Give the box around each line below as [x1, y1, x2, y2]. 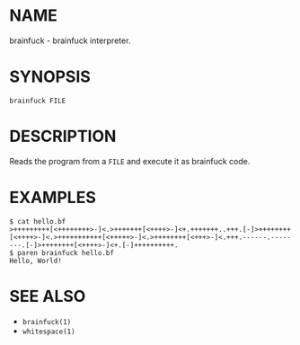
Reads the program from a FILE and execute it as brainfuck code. [9, 155, 251, 166]
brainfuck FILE [9, 96, 66, 105]
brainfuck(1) [22, 317, 72, 326]
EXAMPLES [9, 188, 96, 208]
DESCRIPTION [9, 127, 117, 146]
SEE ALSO [9, 286, 86, 306]
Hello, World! [9, 256, 63, 265]
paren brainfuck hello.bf [17, 248, 115, 257]
